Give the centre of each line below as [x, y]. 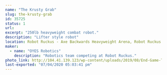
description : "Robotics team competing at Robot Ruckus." [75, 56]
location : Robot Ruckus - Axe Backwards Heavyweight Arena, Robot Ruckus [83, 42]
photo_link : [17, 60]
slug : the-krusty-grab [29, 14]
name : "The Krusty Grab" [31, 10]
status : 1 [15, 23]
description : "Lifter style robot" [42, 37]
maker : [12, 46]
